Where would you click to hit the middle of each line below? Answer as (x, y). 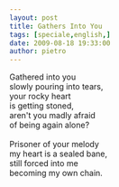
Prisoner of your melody (54, 145)
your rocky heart (40, 97)
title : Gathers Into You (56, 26)
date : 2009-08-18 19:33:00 (60, 43)
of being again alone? (50, 125)
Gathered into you (43, 77)
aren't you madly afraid (53, 116)
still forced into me (44, 164)
